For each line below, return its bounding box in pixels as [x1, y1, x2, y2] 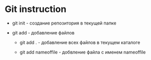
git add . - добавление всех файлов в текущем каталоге [19, 39, 140, 45]
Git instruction [5, 3, 67, 15]
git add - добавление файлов [12, 29, 74, 35]
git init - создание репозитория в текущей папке [12, 20, 117, 26]
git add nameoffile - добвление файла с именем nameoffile [19, 49, 146, 55]
